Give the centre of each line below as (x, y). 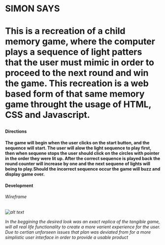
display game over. (25, 174)
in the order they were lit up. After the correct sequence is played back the (83, 158)
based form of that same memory (75, 94)
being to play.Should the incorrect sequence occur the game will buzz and (83, 169)
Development (19, 185)
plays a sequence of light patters (74, 52)
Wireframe (16, 197)
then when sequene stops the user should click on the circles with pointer (82, 153)
